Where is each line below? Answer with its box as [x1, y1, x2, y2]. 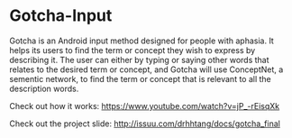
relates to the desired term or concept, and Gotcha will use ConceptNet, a [9, 64, 284, 75]
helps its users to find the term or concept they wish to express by [9, 44, 256, 55]
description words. [9, 83, 79, 94]
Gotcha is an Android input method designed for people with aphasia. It [9, 35, 275, 46]
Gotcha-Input [9, 5, 113, 26]
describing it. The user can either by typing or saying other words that [9, 54, 269, 65]
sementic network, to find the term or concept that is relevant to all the [9, 73, 272, 84]
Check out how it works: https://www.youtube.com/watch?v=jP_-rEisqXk [9, 100, 280, 111]
